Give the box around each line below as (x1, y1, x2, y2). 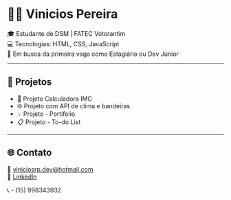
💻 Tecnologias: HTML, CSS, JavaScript (7, 39, 120, 48)
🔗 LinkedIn (7, 172, 37, 181)
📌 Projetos (7, 76, 52, 88)
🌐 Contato (7, 147, 52, 159)
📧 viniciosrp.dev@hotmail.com (7, 165, 94, 173)
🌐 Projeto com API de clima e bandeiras (16, 101, 131, 110)
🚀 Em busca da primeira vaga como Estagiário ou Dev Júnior (7, 50, 179, 58)
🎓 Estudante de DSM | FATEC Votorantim (7, 29, 126, 37)
